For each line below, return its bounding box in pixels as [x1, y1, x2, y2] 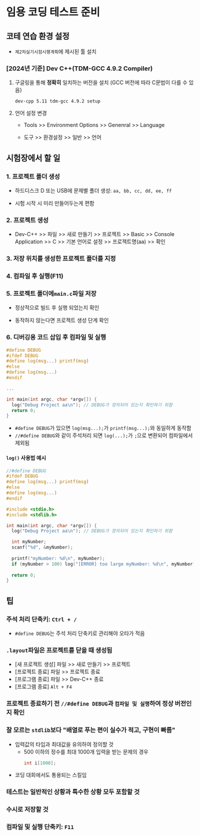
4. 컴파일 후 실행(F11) [6, 272, 64, 280]
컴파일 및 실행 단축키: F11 [6, 823, 74, 831]
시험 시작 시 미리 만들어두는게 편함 [14, 199, 95, 206]
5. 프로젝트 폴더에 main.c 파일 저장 [6, 290, 97, 298]
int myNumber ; [11, 539, 46, 545]
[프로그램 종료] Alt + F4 [14, 683, 73, 691]
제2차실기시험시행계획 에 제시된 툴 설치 [14, 48, 97, 55]
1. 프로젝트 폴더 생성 [6, 172, 61, 181]
